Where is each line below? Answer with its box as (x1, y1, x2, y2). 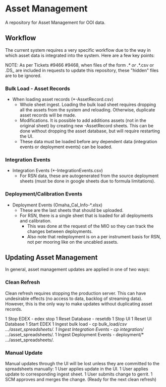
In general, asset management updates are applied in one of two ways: (5, 267, 150, 273)
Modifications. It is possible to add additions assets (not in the (19, 117, 147, 123)
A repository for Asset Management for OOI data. (5, 19, 106, 25)
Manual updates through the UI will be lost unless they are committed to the (5, 361, 160, 367)
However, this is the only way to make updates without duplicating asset (5, 300, 153, 306)
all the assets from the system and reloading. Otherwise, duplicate (19, 107, 155, 113)
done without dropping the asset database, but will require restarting (19, 128, 160, 134)
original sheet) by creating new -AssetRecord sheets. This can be (19, 123, 154, 129)
